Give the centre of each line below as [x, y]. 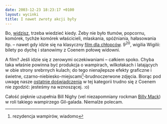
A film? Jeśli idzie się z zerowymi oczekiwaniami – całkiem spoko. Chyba [80, 60]
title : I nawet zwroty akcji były [41, 19]
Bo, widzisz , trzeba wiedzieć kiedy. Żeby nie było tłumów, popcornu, [75, 33]
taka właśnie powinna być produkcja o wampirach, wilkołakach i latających [82, 65]
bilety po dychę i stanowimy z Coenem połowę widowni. [63, 50]
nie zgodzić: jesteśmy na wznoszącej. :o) [47, 87]
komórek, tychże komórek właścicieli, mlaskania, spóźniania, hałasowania [81, 38]
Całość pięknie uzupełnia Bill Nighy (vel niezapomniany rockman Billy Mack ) [83, 96]
